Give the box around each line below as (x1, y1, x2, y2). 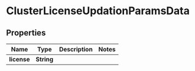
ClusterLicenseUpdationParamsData (6, 4, 190, 18)
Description (58, 46, 93, 53)
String (35, 55, 54, 63)
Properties (6, 28, 46, 38)
